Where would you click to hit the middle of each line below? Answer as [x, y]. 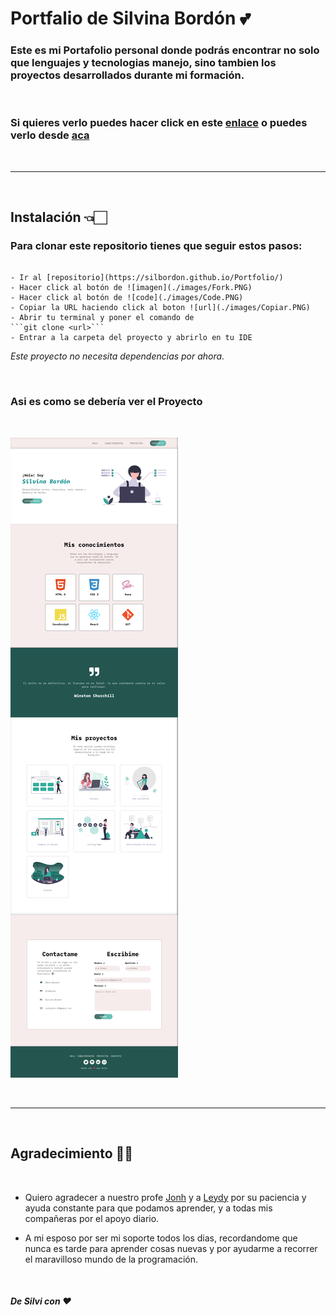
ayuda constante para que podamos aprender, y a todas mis [148, 1208]
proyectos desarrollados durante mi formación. [127, 75]
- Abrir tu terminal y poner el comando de [102, 318]
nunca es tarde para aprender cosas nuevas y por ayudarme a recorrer [171, 1248]
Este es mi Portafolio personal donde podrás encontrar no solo [165, 50]
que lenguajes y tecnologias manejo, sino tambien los [143, 63]
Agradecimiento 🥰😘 [72, 1153]
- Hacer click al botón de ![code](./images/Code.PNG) [127, 298]
